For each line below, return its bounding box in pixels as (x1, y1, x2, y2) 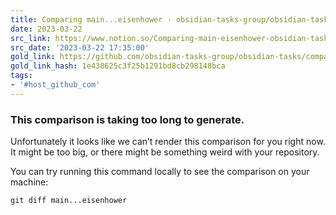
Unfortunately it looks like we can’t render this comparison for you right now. (10, 136, 326, 148)
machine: (10, 176, 49, 188)
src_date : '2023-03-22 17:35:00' (10, 42, 150, 53)
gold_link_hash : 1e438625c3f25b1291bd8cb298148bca (10, 61, 226, 71)
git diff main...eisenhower (10, 196, 128, 206)
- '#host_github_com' (10, 80, 101, 90)
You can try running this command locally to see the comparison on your (10, 166, 310, 178)
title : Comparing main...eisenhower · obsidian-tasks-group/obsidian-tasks (10, 14, 333, 25)
